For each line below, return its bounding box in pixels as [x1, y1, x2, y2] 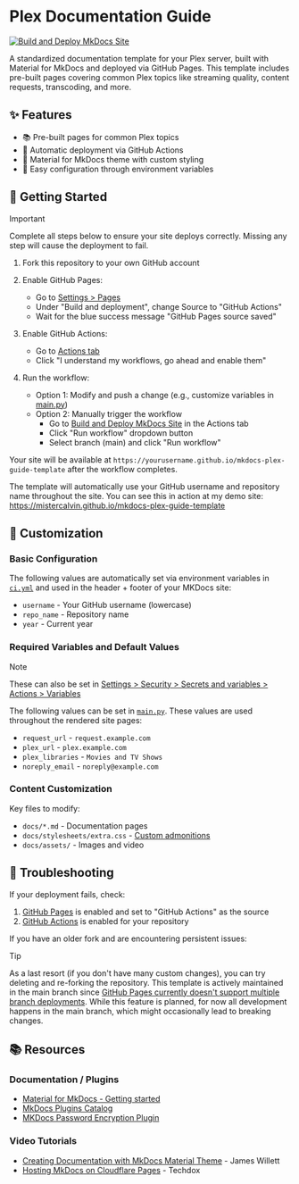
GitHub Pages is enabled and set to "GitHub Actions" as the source [21, 906, 270, 917]
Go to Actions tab [35, 346, 100, 356]
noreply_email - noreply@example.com [21, 761, 159, 771]
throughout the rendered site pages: [9, 714, 143, 725]
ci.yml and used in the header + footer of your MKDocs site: [9, 582, 232, 593]
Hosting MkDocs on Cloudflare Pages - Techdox [21, 1164, 201, 1175]
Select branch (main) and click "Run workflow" [48, 437, 221, 447]
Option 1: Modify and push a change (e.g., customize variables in [35, 389, 275, 400]
